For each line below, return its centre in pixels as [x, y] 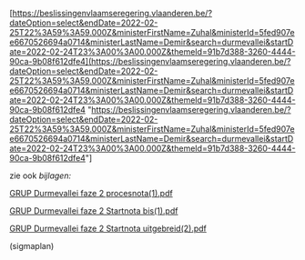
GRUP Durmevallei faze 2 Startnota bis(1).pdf [94, 211]
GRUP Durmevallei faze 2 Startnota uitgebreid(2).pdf [108, 228]
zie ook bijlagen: [40, 175]
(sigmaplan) [32, 246]
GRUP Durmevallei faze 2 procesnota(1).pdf [91, 193]
